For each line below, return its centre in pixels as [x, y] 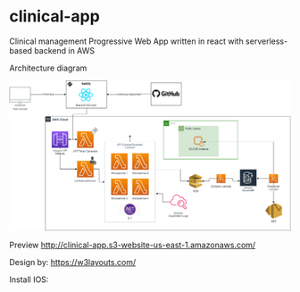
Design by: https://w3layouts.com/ [73, 263]
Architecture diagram [48, 68]
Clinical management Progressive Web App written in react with [126, 41]
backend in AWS [65, 50]
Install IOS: [29, 279]
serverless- [267, 41]
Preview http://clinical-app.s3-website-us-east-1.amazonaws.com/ [133, 245]
